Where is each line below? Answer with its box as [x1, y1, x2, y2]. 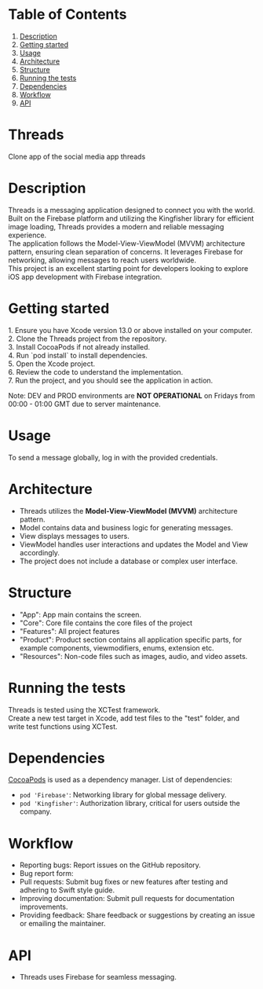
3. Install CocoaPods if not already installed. [8, 342, 151, 351]
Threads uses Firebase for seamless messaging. [19, 973, 177, 982]
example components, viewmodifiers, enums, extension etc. [19, 643, 214, 653]
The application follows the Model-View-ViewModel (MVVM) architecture [8, 238, 246, 248]
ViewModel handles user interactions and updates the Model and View [19, 540, 249, 549]
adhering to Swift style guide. [19, 885, 115, 895]
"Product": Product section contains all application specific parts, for [19, 635, 242, 644]
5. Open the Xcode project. [8, 359, 96, 368]
